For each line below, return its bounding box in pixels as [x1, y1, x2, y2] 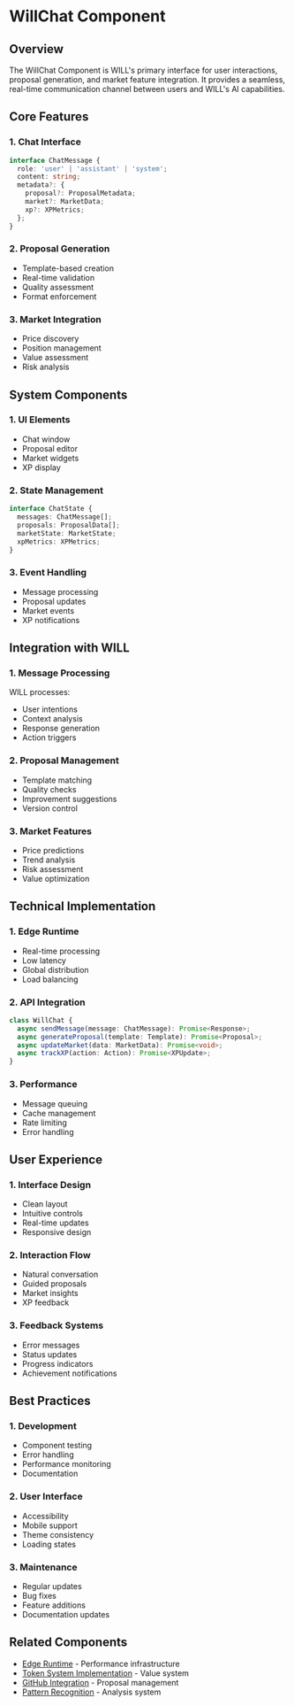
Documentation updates [21, 1610, 110, 1620]
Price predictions [21, 845, 85, 855]
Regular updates [21, 1581, 82, 1592]
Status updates [21, 1348, 78, 1360]
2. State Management [9, 484, 104, 497]
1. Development [9, 1420, 78, 1432]
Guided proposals [21, 1278, 87, 1289]
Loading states [21, 1539, 77, 1549]
